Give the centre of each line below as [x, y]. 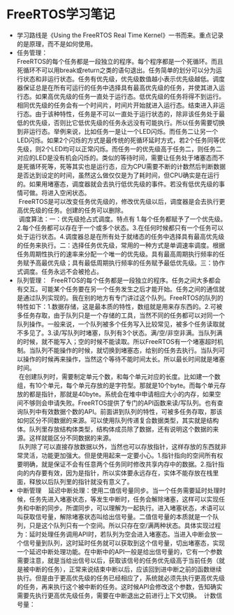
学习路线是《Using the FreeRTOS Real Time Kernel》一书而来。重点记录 [120, 35]
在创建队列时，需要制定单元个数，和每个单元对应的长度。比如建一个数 [119, 376]
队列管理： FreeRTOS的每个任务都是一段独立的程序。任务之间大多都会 [119, 280]
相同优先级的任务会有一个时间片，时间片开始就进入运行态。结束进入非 [118, 105]
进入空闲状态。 [69, 193]
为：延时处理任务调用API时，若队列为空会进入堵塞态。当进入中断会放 [117, 534]
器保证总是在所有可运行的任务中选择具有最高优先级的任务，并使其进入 [118, 88]
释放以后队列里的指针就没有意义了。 [81, 481]
